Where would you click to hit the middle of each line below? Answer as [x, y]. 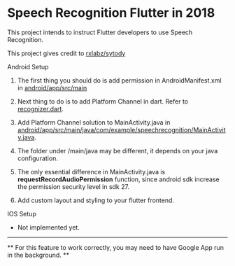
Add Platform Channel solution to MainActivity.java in [94, 122]
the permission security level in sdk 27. [73, 186]
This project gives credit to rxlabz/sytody [66, 53]
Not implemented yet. [49, 227]
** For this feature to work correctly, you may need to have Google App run [115, 247]
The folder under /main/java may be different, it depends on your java [117, 150]
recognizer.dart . [41, 108]
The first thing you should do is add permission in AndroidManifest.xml [119, 80]
